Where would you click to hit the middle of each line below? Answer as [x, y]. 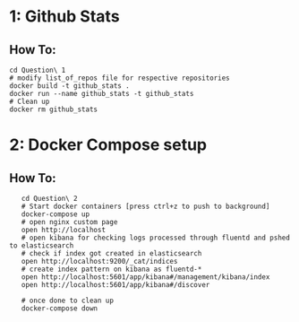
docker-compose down [60, 309]
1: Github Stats [64, 17]
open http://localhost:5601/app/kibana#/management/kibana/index [145, 277]
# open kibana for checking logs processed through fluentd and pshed [156, 238]
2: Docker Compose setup [108, 145]
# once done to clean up [68, 300]
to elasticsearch [42, 246]
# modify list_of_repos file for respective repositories [120, 78]
